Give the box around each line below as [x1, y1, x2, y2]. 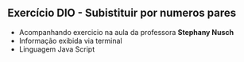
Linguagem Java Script [18, 44, 95, 54]
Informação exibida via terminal [18, 36, 122, 45]
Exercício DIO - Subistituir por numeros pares [7, 6, 236, 20]
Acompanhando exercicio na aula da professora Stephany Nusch [18, 27, 234, 37]
